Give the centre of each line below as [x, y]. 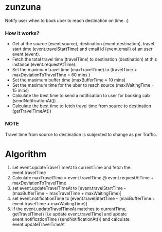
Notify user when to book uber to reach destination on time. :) [67, 20]
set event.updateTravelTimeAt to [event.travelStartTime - [69, 188]
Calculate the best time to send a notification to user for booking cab [81, 96]
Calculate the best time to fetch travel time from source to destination [82, 106]
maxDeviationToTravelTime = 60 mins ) [51, 75]
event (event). [26, 54]
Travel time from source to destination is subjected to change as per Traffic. [81, 134]
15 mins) [20, 90]
